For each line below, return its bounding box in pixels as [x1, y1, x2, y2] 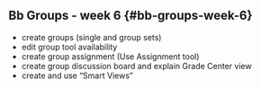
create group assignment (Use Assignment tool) [21, 50, 200, 62]
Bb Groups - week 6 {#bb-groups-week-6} [8, 8, 253, 23]
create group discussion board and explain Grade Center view [21, 60, 253, 71]
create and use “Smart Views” [21, 70, 134, 81]
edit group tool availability [21, 41, 118, 52]
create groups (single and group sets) [21, 31, 162, 42]
